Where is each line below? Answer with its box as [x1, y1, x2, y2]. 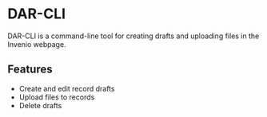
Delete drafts [18, 100, 62, 110]
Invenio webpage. [7, 39, 66, 49]
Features [7, 63, 53, 76]
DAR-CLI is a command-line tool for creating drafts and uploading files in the [7, 31, 260, 41]
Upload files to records [18, 92, 95, 102]
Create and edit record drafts [18, 84, 115, 93]
